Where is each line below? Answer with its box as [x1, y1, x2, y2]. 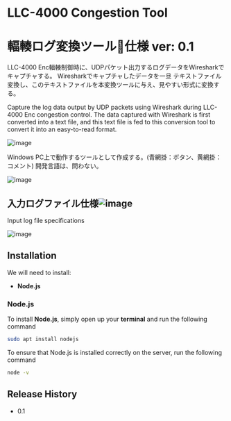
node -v [7, 369, 30, 376]
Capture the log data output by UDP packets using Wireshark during [7, 103, 203, 112]
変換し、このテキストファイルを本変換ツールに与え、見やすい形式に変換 [7, 81, 214, 89]
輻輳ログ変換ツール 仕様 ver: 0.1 [7, 39, 194, 55]
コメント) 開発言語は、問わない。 [7, 162, 103, 170]
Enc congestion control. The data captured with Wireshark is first [24, 110, 211, 119]
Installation [7, 250, 57, 262]
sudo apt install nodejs [7, 336, 79, 343]
